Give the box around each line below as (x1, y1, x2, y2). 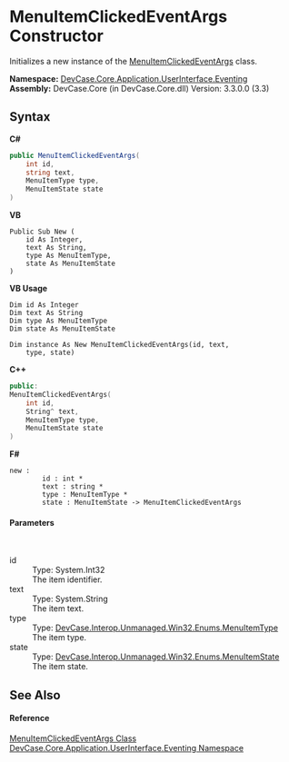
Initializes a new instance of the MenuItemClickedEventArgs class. (9, 55, 257, 66)
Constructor (9, 25, 105, 46)
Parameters (9, 517, 55, 528)
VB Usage (9, 283, 48, 293)
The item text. (32, 603, 85, 614)
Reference (9, 713, 50, 724)
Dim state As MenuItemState (9, 324, 116, 333)
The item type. (32, 632, 87, 643)
